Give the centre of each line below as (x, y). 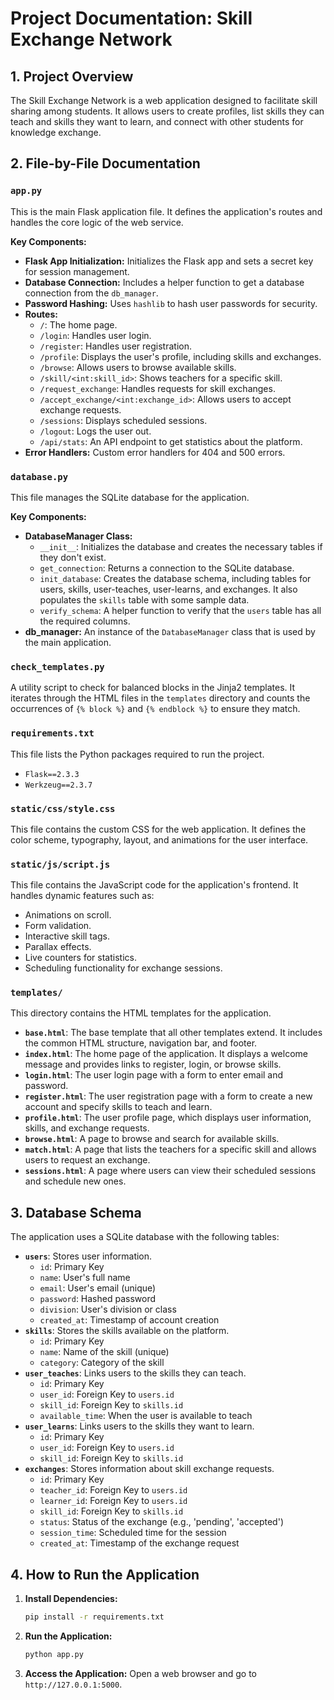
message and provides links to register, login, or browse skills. (153, 1064)
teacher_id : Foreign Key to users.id (113, 1490)
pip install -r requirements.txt (94, 1617)
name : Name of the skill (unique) (104, 1352)
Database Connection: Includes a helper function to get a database (164, 282)
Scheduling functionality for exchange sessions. (123, 968)
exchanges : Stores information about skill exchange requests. (149, 1469)
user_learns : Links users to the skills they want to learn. (139, 1426)
